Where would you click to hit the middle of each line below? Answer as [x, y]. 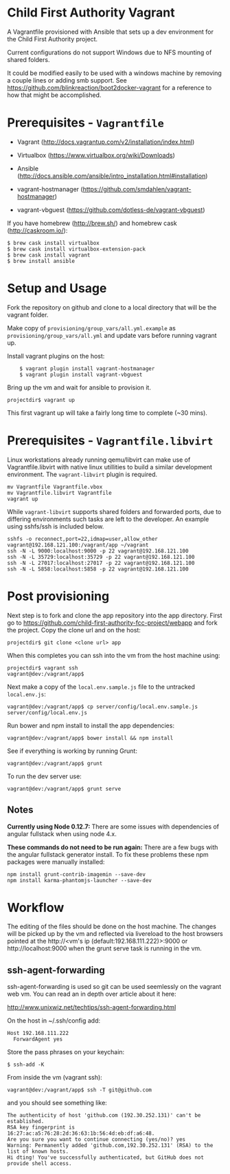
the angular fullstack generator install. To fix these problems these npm [108, 854]
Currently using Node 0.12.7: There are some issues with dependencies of [113, 826]
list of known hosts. [38, 1152]
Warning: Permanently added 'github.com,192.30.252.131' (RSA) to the [110, 1146]
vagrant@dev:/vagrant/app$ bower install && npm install [90, 738]
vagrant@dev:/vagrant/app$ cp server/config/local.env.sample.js [102, 707]
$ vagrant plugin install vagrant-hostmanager [87, 369]
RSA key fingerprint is [41, 1128]
